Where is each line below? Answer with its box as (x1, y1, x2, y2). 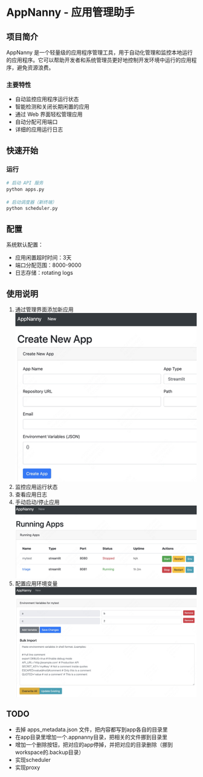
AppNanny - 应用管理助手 (6, 5, 135, 19)
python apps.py (6, 186, 45, 192)
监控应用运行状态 (14, 483, 58, 490)
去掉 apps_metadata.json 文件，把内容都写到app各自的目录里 (14, 725, 168, 733)
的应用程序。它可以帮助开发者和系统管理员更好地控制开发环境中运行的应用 (6, 56, 192, 64)
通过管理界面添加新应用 (14, 306, 74, 313)
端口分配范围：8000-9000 (14, 261, 82, 269)
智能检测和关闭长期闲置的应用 (14, 103, 89, 110)
